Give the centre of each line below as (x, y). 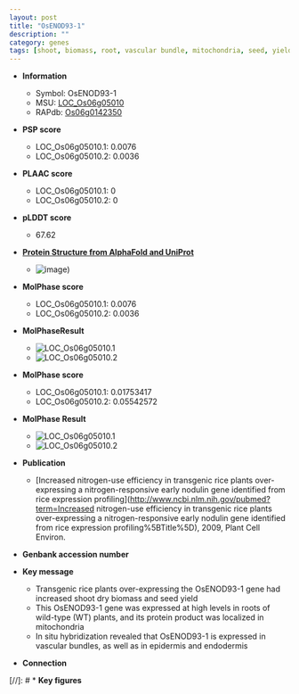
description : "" (39, 34)
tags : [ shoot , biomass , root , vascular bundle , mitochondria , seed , (139, 51)
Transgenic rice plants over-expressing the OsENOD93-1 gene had (158, 589)
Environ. (51, 537)
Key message (48, 572)
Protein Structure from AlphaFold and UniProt (108, 252)
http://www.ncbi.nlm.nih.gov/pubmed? (200, 500)
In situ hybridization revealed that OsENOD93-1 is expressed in (150, 636)
